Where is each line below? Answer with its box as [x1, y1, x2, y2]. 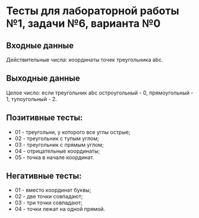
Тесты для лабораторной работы [6, 4, 179, 18]
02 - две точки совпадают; [14, 193, 83, 200]
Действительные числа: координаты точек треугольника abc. [6, 56, 163, 63]
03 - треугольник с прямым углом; [14, 141, 104, 148]
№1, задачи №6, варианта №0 [6, 17, 161, 30]
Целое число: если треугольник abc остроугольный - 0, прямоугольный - [6, 89, 194, 96]
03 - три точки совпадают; [14, 199, 83, 206]
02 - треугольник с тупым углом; [14, 135, 99, 142]
